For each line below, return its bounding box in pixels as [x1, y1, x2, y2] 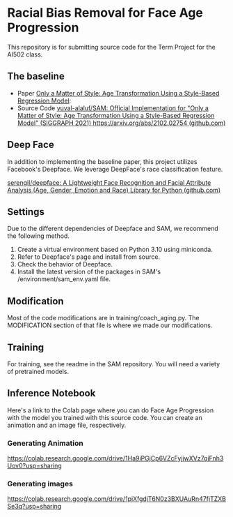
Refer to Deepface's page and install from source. [17, 253, 161, 261]
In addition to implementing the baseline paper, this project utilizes [7, 157, 198, 165]
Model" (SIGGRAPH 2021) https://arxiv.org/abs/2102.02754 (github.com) [17, 119, 226, 127]
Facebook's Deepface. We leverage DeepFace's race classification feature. [7, 165, 223, 173]
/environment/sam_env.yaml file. [17, 275, 111, 283]
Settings [7, 206, 45, 218]
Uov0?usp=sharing [7, 462, 63, 470]
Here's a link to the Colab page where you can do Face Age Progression [7, 406, 214, 414]
